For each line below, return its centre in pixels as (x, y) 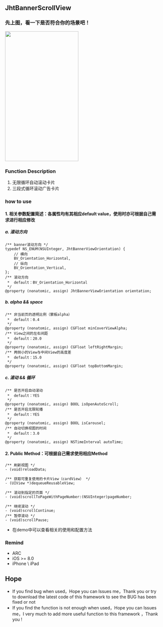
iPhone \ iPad (25, 564)
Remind (14, 543)
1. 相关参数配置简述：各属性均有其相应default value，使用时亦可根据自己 (79, 214)
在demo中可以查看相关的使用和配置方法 (52, 529)
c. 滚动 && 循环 (20, 378)
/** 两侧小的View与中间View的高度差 (38, 353)
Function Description (31, 171)
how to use (18, 201)
